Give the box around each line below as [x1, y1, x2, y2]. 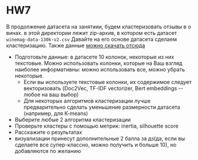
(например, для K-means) [23, 110, 89, 117]
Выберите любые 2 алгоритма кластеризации [14, 116, 131, 123]
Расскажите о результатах [14, 128, 83, 136]
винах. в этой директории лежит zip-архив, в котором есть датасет [6, 29, 177, 36]
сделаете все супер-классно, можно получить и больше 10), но [14, 141, 177, 148]
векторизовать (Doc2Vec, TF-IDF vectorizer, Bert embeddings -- [23, 84, 183, 92]
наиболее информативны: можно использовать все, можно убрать [14, 66, 185, 73]
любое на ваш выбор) [23, 91, 79, 98]
